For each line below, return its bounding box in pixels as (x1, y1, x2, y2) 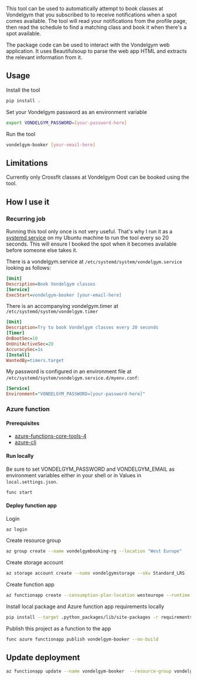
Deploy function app (6, 502, 57, 509)
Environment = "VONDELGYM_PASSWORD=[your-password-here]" (6, 391, 145, 397)
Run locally (6, 452, 34, 459)
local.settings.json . (6, 478, 58, 485)
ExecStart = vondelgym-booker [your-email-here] (6, 292, 122, 298)
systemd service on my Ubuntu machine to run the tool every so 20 (6, 234, 169, 241)
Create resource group (6, 537, 62, 544)
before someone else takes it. (6, 246, 78, 253)
